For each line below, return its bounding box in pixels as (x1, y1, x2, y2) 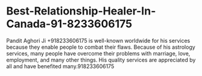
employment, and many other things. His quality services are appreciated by (6, 56, 196, 63)
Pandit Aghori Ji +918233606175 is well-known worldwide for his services (6, 37, 191, 44)
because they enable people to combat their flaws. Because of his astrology (6, 43, 196, 51)
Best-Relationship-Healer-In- (6, 4, 156, 18)
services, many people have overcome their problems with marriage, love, (6, 49, 191, 57)
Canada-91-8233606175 (6, 17, 133, 31)
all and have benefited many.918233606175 (6, 62, 115, 70)
